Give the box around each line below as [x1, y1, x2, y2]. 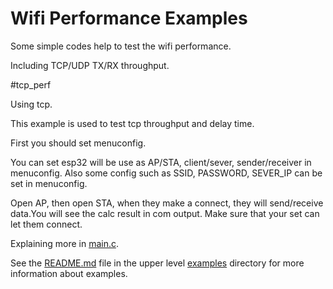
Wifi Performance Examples [10, 7, 248, 30]
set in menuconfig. [10, 177, 88, 189]
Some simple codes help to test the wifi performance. [10, 40, 232, 52]
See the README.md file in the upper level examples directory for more [10, 257, 305, 269]
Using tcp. [10, 98, 53, 110]
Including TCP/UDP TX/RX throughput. [10, 59, 170, 71]
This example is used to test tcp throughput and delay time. [10, 117, 255, 129]
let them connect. [10, 218, 83, 230]
